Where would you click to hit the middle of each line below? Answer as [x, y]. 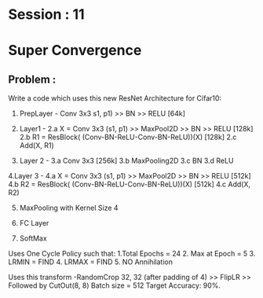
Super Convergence [75, 51]
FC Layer [34, 223]
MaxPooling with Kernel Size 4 [69, 208]
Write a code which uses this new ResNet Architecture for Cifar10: [115, 98]
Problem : [32, 79]
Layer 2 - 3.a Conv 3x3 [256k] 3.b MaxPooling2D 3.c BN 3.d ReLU [126, 161]
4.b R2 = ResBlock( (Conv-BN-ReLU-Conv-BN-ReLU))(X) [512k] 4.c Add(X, [130, 184]
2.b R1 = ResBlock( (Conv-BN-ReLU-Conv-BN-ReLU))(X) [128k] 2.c [128, 137]
